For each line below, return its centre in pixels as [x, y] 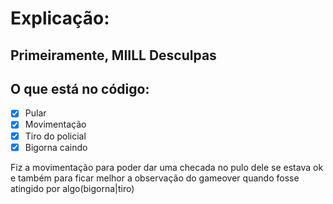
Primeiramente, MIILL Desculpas [113, 55]
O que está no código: [80, 88]
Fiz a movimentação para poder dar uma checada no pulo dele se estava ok [167, 167]
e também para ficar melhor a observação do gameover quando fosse [155, 178]
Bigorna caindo [56, 147]
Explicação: [60, 18]
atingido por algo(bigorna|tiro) [72, 188]
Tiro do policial [55, 136]
